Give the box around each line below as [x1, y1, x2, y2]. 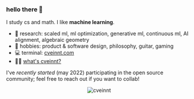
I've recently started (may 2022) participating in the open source [6, 69, 164, 76]
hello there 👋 [6, 5, 43, 14]
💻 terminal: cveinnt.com [14, 49, 75, 57]
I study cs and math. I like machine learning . [6, 19, 115, 26]
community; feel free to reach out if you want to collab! [6, 75, 140, 82]
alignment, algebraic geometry [14, 37, 90, 44]
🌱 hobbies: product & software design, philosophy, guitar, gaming [14, 42, 174, 49]
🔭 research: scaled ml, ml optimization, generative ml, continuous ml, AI [14, 30, 189, 37]
